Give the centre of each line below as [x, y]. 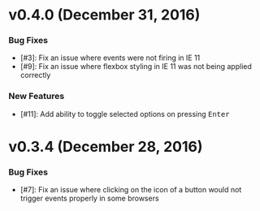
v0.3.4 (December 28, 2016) [106, 146]
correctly [35, 75]
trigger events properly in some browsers [90, 198]
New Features [37, 97]
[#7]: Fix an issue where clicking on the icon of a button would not [131, 190]
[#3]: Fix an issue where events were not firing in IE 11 [110, 58]
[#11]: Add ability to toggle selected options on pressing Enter [125, 114]
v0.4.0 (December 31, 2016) [104, 15]
